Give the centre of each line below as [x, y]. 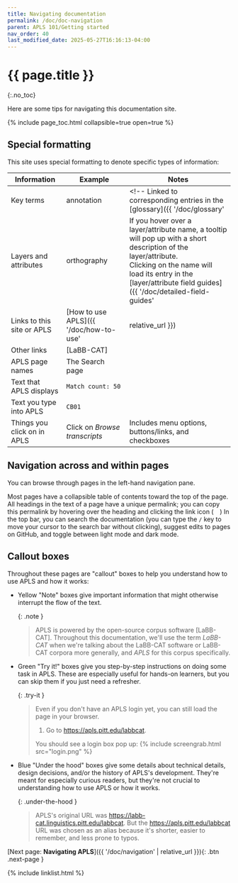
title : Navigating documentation [57, 14]
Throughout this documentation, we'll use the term [127, 637]
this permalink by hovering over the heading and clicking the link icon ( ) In [118, 511]
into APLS [27, 411]
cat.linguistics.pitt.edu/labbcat [79, 823]
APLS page [29, 361]
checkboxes [149, 440]
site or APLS [31, 329]
